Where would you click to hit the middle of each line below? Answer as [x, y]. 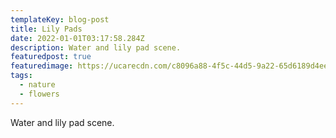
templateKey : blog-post [60, 19]
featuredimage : [42, 66]
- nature [37, 85]
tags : [21, 76]
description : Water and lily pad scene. [96, 47]
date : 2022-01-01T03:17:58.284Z [77, 38]
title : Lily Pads [46, 29]
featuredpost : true [51, 57]
